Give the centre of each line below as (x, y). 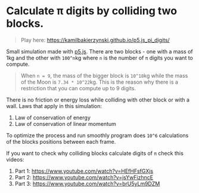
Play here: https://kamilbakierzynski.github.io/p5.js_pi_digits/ (95, 40)
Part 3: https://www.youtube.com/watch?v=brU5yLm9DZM (87, 183)
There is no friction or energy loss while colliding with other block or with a (98, 100)
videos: (15, 159)
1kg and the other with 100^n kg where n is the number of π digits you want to (100, 58)
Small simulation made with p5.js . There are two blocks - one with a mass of (100, 51)
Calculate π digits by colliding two (92, 11)
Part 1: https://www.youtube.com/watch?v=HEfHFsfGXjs (84, 171)
